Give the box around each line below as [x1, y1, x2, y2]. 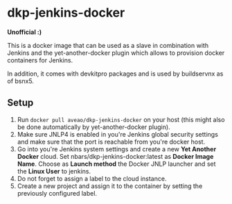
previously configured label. [17, 189, 98, 197]
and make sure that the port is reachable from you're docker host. [17, 137, 206, 146]
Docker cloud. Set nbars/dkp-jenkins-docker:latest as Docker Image [17, 152, 214, 160]
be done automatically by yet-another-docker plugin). [17, 123, 171, 131]
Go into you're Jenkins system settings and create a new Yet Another [17, 144, 217, 153]
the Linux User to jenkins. [17, 167, 91, 175]
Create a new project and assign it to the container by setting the [17, 182, 203, 190]
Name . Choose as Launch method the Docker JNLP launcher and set [17, 160, 216, 168]
